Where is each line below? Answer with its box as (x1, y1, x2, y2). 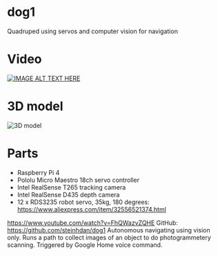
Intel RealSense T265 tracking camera (17, 183, 126, 191)
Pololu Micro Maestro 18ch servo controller (17, 176, 140, 184)
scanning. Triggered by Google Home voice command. (7, 240, 163, 249)
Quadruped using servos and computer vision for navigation (7, 27, 178, 35)
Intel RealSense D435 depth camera (17, 190, 120, 199)
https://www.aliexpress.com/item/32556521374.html (17, 205, 167, 213)
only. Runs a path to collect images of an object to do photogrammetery (7, 233, 212, 241)
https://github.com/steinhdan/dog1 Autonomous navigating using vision (7, 226, 210, 234)
